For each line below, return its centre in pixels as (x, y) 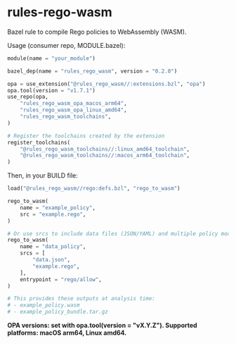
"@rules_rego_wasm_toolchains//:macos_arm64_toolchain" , (105, 156)
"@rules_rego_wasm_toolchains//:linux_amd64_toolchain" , (105, 149)
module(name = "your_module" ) (52, 58)
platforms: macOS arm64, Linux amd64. (67, 333)
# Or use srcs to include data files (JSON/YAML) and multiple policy (113, 233)
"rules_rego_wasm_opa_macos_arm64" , (74, 104)
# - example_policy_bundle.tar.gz (58, 312)
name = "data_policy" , (53, 247)
